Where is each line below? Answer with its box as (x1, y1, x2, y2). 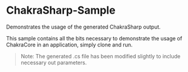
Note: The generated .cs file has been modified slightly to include (20, 52, 181, 60)
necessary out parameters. (20, 59, 87, 66)
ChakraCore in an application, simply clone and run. (6, 41, 133, 48)
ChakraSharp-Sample (6, 4, 116, 17)
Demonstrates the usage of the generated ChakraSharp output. (6, 23, 161, 30)
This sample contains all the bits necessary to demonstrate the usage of (6, 35, 183, 42)
